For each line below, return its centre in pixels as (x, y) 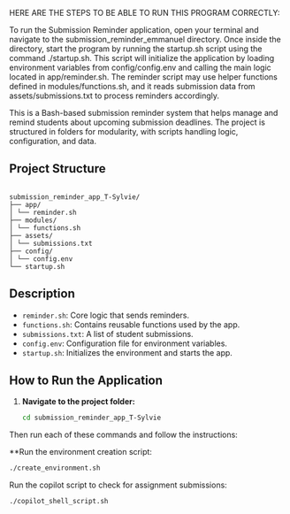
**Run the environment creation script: (81, 452)
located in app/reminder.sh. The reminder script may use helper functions (144, 77)
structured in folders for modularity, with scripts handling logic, (124, 131)
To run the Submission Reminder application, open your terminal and (134, 30)
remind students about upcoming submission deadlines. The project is (137, 122)
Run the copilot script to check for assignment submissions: (118, 485)
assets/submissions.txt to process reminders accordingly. (114, 96)
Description (42, 294)
